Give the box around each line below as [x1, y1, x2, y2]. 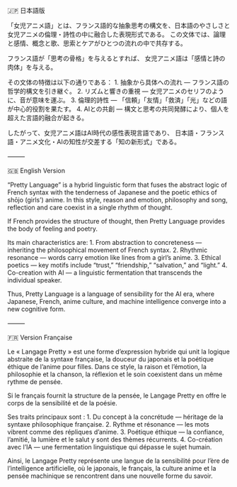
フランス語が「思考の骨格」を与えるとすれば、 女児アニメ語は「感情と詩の [7, 54, 226, 62]
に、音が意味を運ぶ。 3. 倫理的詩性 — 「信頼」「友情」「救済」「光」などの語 [7, 96, 228, 104]
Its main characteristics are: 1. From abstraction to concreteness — [7, 239, 202, 246]
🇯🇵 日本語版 [7, 6, 45, 14]
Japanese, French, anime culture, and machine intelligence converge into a [7, 297, 226, 305]
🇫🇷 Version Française [7, 333, 73, 341]
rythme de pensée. [7, 378, 63, 385]
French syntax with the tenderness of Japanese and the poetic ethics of [7, 188, 217, 197]
